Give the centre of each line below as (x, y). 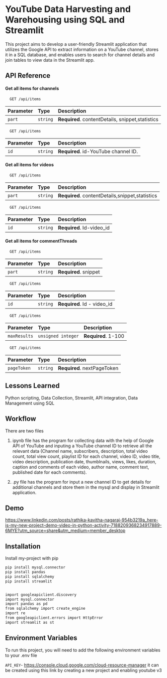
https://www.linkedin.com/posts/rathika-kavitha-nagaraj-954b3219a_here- (82, 520)
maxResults (20, 336)
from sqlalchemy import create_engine (45, 609)
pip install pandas (25, 572)
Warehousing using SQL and (65, 20)
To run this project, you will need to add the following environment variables (83, 650)
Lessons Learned (32, 386)
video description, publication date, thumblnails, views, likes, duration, (84, 461)
